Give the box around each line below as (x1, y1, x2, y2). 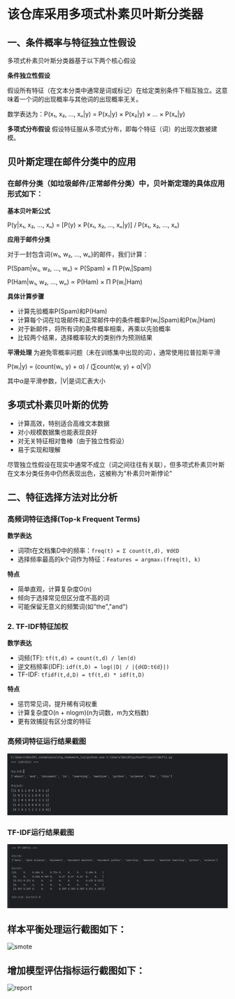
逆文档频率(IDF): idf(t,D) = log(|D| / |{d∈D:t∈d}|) (17, 662, 170, 671)
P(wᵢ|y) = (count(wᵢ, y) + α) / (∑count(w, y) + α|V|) (7, 362, 152, 370)
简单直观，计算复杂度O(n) (17, 585, 92, 593)
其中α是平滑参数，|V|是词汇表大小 (7, 376, 106, 385)
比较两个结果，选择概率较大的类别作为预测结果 (17, 333, 152, 341)
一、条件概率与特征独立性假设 (7, 36, 136, 48)
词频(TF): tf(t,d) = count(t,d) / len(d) (17, 653, 136, 662)
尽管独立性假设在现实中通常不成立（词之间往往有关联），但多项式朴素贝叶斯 (7, 460, 225, 468)
